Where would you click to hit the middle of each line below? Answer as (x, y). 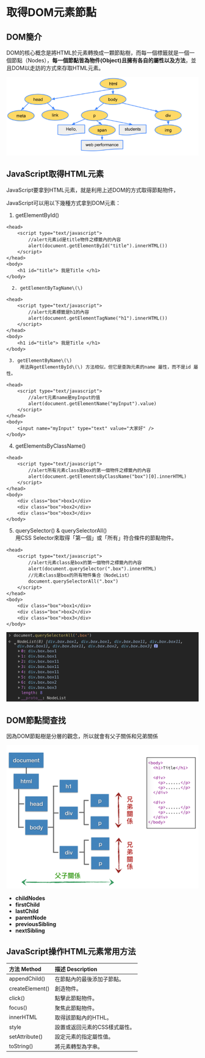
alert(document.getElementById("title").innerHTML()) (98, 246)
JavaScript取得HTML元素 (55, 174)
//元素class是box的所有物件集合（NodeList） (80, 575)
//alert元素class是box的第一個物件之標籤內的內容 (85, 563)
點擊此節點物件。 (76, 998)
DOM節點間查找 (36, 720)
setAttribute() (26, 1036)
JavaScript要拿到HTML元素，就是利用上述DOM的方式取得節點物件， (92, 190)
